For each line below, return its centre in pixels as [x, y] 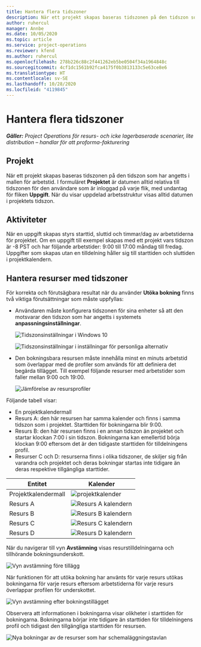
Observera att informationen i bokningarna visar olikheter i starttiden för [95, 613]
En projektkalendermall [43, 412]
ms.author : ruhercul [32, 56]
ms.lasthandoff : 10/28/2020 [41, 84]
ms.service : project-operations [46, 45]
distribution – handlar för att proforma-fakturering [68, 142]
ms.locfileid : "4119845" [37, 90]
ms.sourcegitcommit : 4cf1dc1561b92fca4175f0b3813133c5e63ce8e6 [87, 67]
